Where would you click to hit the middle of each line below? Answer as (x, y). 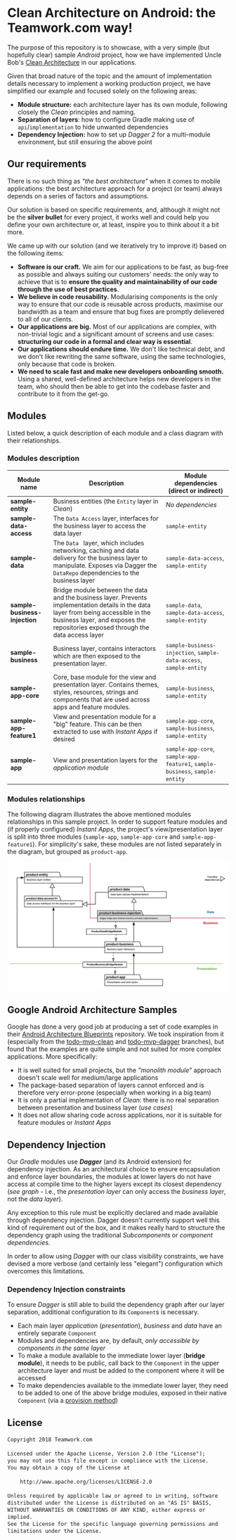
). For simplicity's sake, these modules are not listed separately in (127, 844)
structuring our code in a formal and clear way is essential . (105, 341)
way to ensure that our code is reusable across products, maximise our (120, 304)
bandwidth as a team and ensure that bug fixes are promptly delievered (121, 312)
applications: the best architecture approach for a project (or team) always (115, 189)
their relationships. (34, 440)
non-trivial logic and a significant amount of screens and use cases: (116, 334)
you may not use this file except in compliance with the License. (108, 1461)
